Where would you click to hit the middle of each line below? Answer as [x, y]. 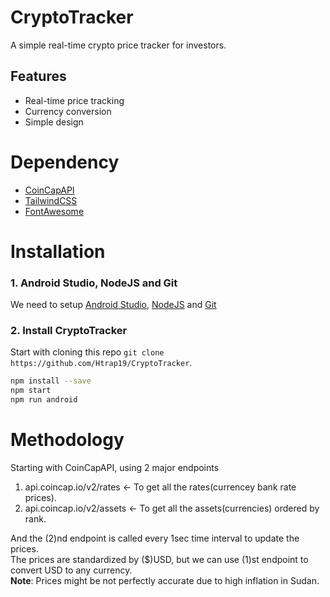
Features [38, 76]
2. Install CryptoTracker [69, 331]
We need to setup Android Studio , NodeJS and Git [113, 305]
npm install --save [51, 381]
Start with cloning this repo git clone [87, 352]
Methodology [67, 440]
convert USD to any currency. [71, 570]
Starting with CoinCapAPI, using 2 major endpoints [115, 468]
